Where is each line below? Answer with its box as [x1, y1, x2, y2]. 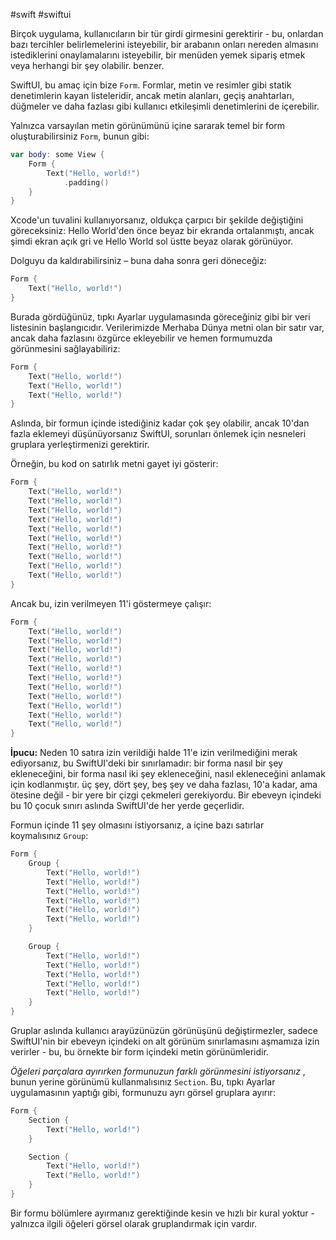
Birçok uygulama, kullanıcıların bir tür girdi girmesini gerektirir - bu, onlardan [10, 28, 324, 39]
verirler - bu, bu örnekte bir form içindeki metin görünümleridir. [10, 1046, 269, 1058]
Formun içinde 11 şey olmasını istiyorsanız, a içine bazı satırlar [10, 819, 265, 831]
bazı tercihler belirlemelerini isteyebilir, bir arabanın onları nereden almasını [10, 39, 319, 50]
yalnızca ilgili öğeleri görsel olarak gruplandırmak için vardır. [10, 1217, 258, 1229]
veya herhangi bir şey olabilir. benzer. [10, 60, 165, 71]
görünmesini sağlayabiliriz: [10, 342, 121, 354]
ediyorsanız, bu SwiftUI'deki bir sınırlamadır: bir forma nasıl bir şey [10, 757, 283, 769]
